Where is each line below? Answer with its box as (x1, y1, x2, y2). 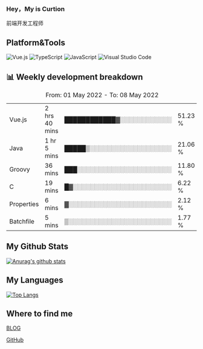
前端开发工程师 (6, 19, 43, 27)
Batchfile (9, 217, 35, 225)
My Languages (6, 275, 63, 286)
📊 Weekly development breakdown (6, 72, 143, 82)
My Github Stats (6, 242, 68, 252)
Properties (9, 200, 39, 208)
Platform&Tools (6, 37, 65, 48)
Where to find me (6, 309, 73, 319)
